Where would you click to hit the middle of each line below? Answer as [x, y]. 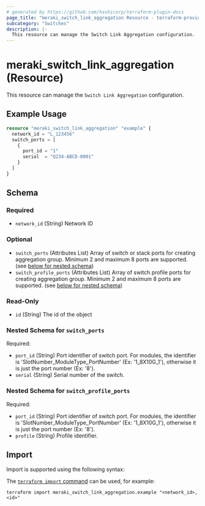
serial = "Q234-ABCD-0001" [58, 157]
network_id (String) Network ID [54, 223]
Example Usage [37, 114]
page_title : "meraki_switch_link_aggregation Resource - [80, 18]
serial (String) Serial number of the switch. [70, 375]
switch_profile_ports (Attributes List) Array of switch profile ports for [103, 272]
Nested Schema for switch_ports [56, 330]
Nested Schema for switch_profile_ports [68, 391]
